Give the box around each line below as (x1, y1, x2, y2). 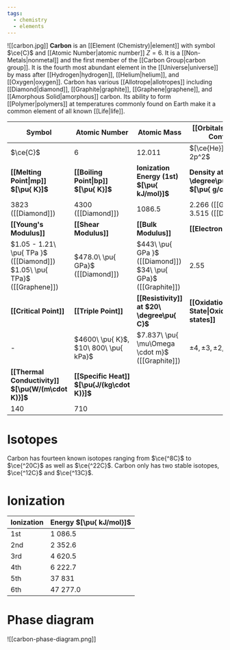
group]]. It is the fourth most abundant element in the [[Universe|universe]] (7, 63, 219, 72)
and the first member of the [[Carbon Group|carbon (60, 56, 206, 64)
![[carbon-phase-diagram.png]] (7, 635, 97, 643)
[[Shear (74, 220, 100, 230)
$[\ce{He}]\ (189, 143, 227, 153)
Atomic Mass (138, 128, 182, 137)
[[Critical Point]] (10, 306, 65, 316)
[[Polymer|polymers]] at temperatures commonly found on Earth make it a (7, 100, 216, 108)
